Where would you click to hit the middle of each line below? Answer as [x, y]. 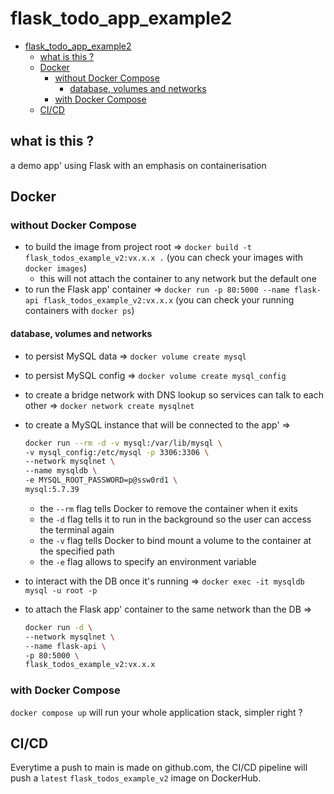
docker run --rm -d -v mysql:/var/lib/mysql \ [123, 443]
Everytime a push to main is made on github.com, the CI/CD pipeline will [159, 768]
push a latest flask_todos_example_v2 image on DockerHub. [136, 778]
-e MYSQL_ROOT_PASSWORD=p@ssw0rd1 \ [101, 480]
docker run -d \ [58, 627]
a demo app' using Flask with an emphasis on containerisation [138, 165]
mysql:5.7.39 [52, 490]
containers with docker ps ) [79, 311]
